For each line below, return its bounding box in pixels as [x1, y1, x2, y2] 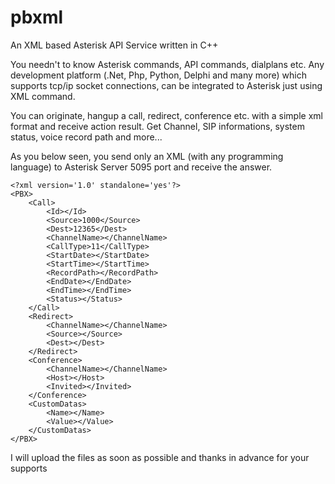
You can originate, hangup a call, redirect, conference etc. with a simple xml [10, 109, 323, 121]
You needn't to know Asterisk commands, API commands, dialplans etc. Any [10, 58, 325, 70]
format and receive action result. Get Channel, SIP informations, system [10, 120, 305, 132]
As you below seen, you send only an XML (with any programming [10, 150, 284, 162]
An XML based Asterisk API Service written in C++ [10, 39, 219, 51]
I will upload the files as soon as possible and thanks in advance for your [10, 451, 310, 463]
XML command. [10, 90, 76, 102]
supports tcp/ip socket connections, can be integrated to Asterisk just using [10, 79, 323, 91]
